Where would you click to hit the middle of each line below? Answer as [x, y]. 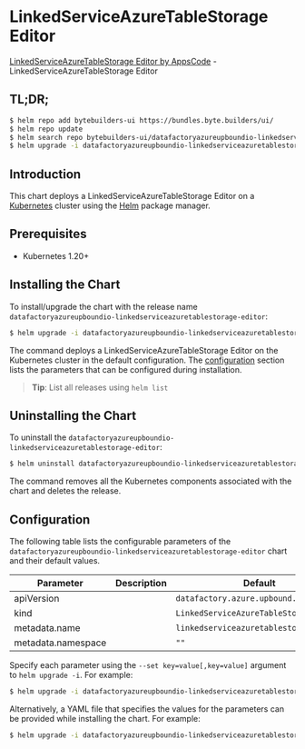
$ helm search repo [46, 137]
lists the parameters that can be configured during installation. [126, 369]
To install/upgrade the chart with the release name [103, 306]
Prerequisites [48, 234]
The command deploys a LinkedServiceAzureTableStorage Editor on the [144, 350]
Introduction [45, 174]
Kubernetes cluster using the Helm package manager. [110, 205]
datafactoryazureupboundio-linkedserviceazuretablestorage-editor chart [148, 551]
